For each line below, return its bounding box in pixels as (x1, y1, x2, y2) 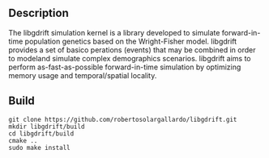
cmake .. (8, 136, 38, 144)
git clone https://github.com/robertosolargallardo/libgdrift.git (8, 115, 237, 123)
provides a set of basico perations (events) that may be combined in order (8, 44, 256, 55)
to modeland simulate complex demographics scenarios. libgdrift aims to (8, 53, 251, 63)
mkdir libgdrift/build (8, 123, 85, 131)
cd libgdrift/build (8, 129, 75, 138)
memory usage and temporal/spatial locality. (8, 70, 157, 80)
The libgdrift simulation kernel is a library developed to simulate (8, 27, 220, 37)
